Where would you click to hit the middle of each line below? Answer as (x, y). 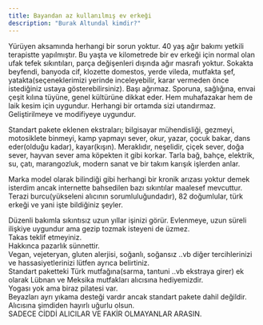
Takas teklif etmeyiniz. (45, 237)
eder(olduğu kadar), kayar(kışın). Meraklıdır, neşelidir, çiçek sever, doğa (126, 146)
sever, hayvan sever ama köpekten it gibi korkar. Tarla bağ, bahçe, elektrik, (131, 155)
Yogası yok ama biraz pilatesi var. (63, 288)
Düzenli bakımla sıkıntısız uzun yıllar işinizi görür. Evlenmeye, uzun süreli (128, 220)
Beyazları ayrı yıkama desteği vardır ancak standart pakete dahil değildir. (128, 296)
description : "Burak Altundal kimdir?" (75, 23)
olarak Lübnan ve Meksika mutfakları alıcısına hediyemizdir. (106, 279)
